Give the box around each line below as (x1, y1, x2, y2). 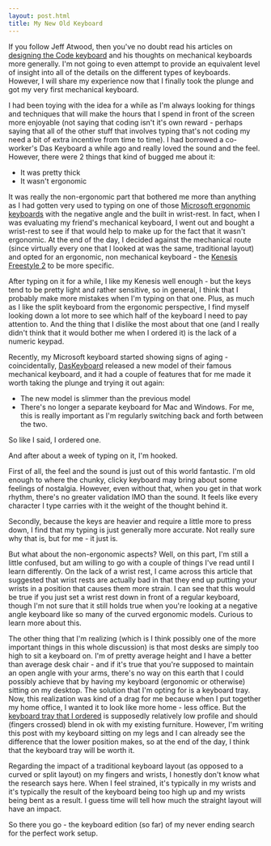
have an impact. (8, 804, 62, 814)
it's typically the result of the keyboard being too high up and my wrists (8, 786, 246, 797)
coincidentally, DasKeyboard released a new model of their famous (8, 361, 232, 370)
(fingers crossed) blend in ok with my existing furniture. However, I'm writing (8, 719, 264, 729)
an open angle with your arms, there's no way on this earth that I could (8, 668, 244, 678)
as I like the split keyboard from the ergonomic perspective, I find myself (8, 302, 250, 311)
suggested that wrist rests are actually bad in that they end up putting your (8, 575, 257, 585)
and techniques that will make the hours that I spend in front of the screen (8, 108, 255, 118)
